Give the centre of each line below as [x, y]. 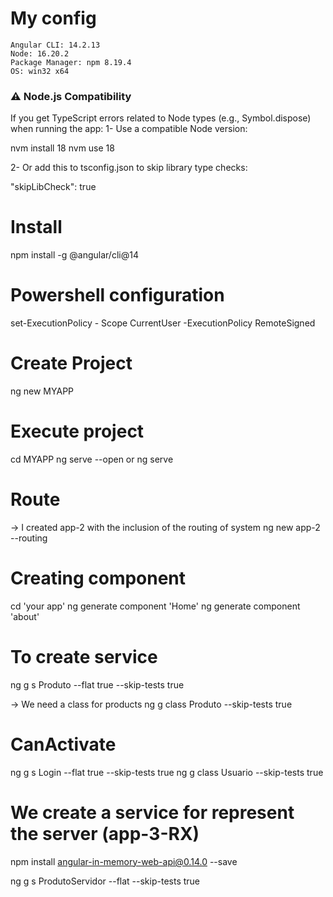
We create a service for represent [152, 812]
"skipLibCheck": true [53, 187]
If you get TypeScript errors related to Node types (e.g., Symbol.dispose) [161, 118]
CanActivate [63, 744]
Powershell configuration [117, 295]
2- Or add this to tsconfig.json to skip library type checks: [129, 168]
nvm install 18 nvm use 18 [62, 148]
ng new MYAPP [42, 391]
